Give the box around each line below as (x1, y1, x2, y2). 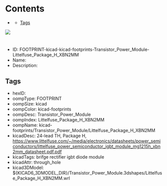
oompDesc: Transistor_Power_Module (12, 111, 91, 117)
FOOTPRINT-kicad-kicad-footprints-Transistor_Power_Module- (19, 46, 149, 52)
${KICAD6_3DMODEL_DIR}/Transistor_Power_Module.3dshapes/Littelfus (12, 169, 162, 175)
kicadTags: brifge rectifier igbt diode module (12, 153, 104, 160)
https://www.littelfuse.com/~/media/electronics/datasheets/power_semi (12, 138, 161, 144)
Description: (12, 62, 38, 68)
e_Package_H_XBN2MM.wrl (12, 175, 70, 181)
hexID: (12, 90, 26, 96)
